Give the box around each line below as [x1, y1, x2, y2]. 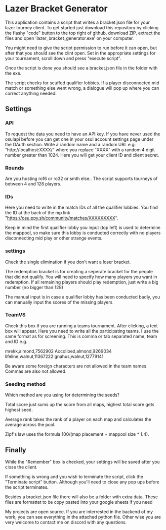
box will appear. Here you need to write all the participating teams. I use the [5, 328, 159, 334]
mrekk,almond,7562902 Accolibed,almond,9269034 [5, 348, 112, 354]
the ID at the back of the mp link [5, 210, 71, 216]
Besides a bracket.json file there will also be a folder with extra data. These [5, 494, 158, 500]
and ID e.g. [5, 338, 28, 345]
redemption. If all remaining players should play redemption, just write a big [5, 279, 159, 285]
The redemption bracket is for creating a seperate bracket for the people [5, 268, 153, 274]
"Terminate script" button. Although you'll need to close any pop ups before [5, 479, 160, 485]
